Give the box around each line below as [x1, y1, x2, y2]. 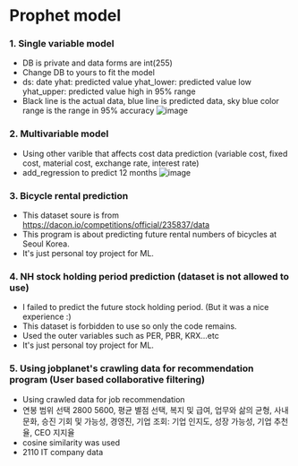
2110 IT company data [21, 446, 104, 457]
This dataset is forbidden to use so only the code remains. [21, 321, 237, 332]
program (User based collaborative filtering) [9, 374, 206, 386]
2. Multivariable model [9, 127, 109, 140]
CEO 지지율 [34, 427, 75, 437]
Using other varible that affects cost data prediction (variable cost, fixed [21, 148, 288, 159]
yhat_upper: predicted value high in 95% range [21, 86, 196, 97]
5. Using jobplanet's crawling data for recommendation [9, 362, 254, 375]
